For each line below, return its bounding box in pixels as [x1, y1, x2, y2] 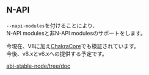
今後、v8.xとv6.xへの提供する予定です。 [6, 50, 108, 57]
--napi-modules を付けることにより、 [6, 21, 98, 29]
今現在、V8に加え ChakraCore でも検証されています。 [6, 42, 139, 49]
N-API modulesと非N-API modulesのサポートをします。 [6, 29, 147, 37]
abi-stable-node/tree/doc [6, 62, 71, 70]
